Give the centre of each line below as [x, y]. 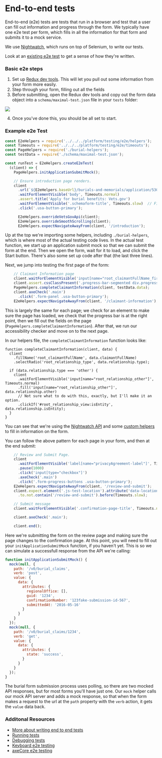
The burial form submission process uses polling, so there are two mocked [79, 686]
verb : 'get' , [27, 636]
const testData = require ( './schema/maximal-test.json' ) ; [64, 155]
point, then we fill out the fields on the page [48, 321]
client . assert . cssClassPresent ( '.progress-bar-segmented [72, 283]
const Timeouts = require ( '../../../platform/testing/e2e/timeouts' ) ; [77, 145]
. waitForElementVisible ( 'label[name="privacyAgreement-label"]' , [85, 464]
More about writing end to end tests [47, 730]
